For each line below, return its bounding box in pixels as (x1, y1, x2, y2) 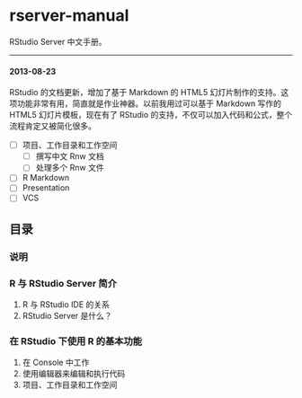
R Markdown (22, 172, 70, 183)
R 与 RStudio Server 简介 (9, 277, 118, 289)
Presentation (22, 182, 70, 193)
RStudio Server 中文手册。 (9, 36, 107, 47)
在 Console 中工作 (22, 357, 90, 368)
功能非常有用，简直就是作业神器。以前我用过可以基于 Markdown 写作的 (16, 98, 281, 109)
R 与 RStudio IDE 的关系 (22, 299, 111, 310)
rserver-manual (9, 5, 129, 26)
